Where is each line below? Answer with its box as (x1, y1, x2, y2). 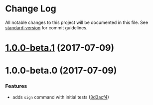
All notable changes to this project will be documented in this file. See (5, 19, 149, 25)
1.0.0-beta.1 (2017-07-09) (5, 42, 115, 54)
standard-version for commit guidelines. (5, 24, 88, 30)
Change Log (5, 3, 56, 14)
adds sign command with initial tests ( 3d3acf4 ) (12, 94, 110, 100)
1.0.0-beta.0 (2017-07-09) (5, 65, 117, 76)
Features (5, 83, 27, 90)
